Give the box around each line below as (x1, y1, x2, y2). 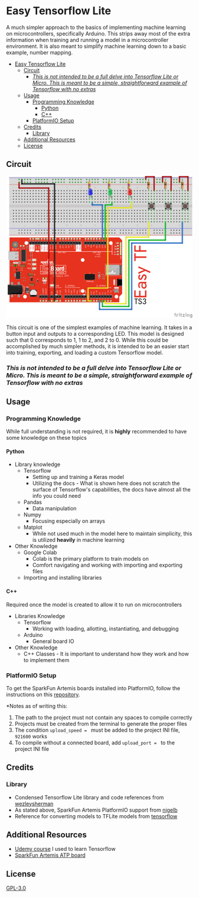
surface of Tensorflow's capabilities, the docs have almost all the (32, 486, 191, 493)
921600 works (14, 732, 47, 740)
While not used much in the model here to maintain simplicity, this (32, 530, 193, 537)
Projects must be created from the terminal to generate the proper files (14, 720, 187, 727)
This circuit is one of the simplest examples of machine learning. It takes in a (6, 324, 193, 331)
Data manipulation (32, 505, 77, 512)
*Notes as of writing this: (6, 702, 68, 709)
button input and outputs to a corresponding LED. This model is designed (6, 330, 184, 337)
